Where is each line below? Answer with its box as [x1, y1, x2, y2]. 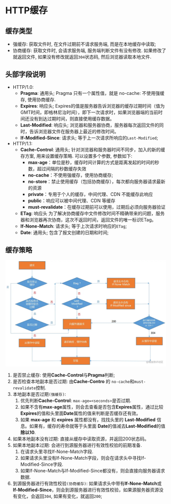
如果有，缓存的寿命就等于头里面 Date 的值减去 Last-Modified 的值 [29, 423, 166, 429]
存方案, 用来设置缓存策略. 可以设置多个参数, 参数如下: [20, 153, 133, 159]
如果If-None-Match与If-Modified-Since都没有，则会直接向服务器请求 [20, 468, 165, 474]
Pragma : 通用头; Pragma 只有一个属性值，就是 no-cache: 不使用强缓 [20, 90, 165, 96]
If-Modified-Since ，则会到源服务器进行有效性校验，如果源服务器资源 [12, 487, 159, 493]
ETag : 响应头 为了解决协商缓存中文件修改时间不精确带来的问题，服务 [20, 210, 165, 216]
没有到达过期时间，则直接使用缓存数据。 [29, 115, 115, 121]
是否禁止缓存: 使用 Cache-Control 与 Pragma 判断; [12, 372, 115, 378]
